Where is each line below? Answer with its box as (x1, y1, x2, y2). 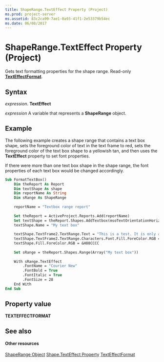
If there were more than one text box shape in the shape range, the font (5, 162, 149, 168)
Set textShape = (14, 218, 47, 223)
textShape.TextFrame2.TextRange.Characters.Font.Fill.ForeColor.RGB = (14, 236, 161, 241)
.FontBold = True (22, 268, 58, 273)
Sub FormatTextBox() (5, 177, 47, 182)
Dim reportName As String (14, 191, 67, 196)
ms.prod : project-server (5, 12, 56, 17)
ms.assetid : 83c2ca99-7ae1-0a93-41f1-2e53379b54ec (5, 16, 110, 21)
